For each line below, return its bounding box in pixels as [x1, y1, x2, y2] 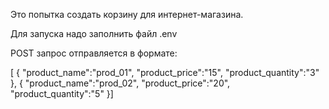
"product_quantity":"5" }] [10, 88, 114, 99]
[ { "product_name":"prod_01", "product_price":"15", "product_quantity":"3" [10, 67, 320, 78]
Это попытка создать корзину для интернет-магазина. [10, 9, 244, 20]
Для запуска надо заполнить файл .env [10, 28, 178, 39]
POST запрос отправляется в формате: [10, 47, 178, 59]
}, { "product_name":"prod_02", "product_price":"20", [10, 77, 231, 89]
